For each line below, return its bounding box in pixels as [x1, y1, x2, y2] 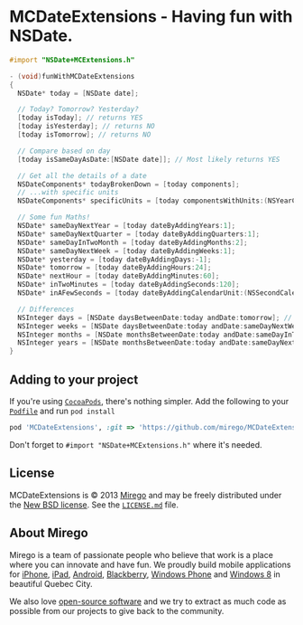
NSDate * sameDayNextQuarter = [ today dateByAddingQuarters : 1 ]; [17, 229, 260, 239]
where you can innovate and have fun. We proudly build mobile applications [9, 559, 291, 570]
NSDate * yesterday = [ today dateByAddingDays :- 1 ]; [17, 255, 212, 264]
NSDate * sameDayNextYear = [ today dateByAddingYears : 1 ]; [17, 222, 236, 231]
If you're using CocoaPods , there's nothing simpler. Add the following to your [9, 396, 289, 406]
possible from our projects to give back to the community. [9, 605, 225, 616]
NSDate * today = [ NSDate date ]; [17, 89, 140, 98]
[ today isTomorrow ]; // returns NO [17, 130, 151, 139]
